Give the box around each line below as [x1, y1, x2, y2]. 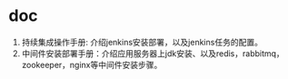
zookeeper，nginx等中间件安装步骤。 [21, 59, 163, 70]
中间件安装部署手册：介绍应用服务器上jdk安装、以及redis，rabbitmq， [21, 47, 285, 59]
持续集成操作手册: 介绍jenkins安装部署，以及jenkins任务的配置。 [21, 36, 263, 47]
